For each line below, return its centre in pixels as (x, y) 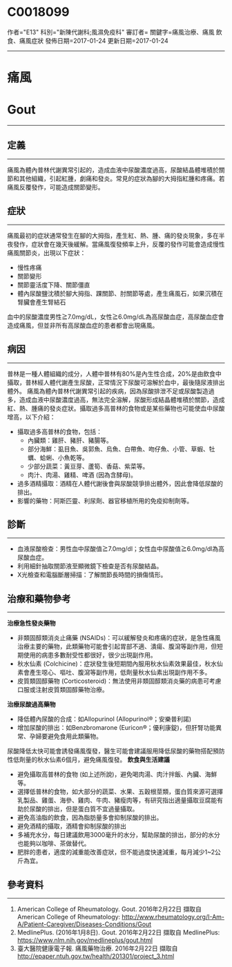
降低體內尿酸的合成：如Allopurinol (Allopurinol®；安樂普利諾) (104, 719)
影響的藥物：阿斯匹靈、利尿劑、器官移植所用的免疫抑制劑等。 (105, 500)
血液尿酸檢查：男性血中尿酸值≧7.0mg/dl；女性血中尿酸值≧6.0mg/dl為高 (120, 549)
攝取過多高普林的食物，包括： (59, 431)
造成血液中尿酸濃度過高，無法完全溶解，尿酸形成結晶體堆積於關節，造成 (122, 400)
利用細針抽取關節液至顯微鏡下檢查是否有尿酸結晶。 (90, 566)
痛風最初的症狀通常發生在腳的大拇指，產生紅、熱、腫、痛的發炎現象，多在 (113, 235)
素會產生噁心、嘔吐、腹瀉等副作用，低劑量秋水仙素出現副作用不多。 (114, 673)
